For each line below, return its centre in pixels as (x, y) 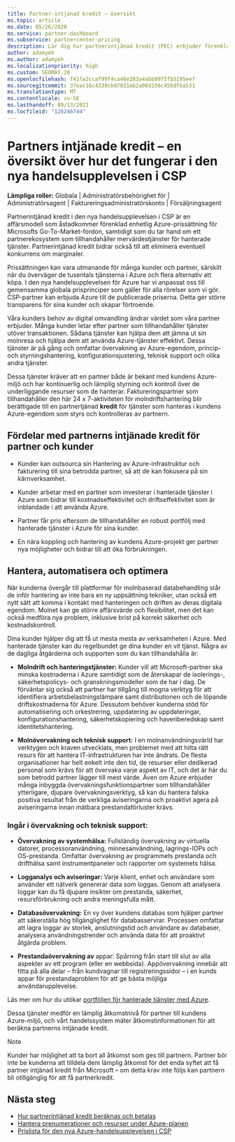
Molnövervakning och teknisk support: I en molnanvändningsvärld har (120, 740)
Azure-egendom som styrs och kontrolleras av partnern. (88, 414)
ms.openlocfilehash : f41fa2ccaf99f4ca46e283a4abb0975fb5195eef (101, 79)
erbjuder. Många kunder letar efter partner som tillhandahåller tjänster (108, 325)
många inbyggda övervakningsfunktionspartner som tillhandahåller (114, 785)
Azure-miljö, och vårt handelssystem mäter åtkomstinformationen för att (111, 1020)
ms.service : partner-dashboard (53, 33)
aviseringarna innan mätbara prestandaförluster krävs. (96, 808)
